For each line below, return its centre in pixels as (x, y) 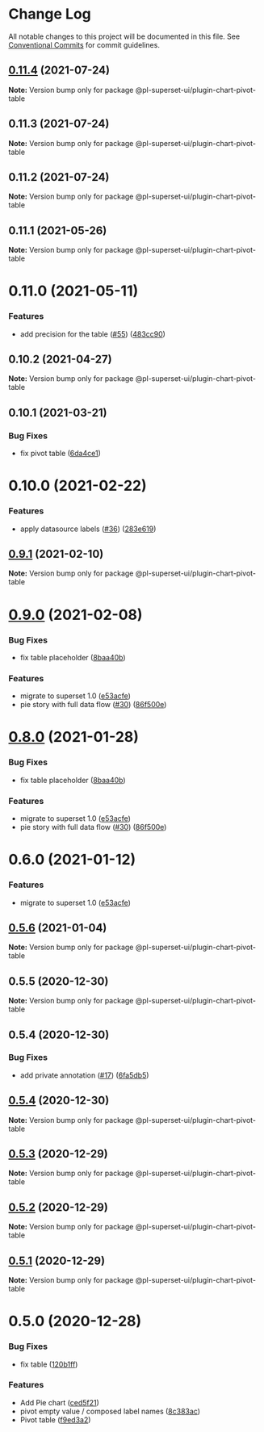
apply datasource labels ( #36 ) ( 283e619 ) (88, 529)
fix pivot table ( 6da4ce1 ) (60, 454)
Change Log (50, 14)
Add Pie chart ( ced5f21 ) (59, 1402)
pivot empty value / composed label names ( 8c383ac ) (110, 1411)
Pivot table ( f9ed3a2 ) (55, 1419)
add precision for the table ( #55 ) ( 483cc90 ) (92, 334)
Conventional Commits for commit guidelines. (84, 44)
